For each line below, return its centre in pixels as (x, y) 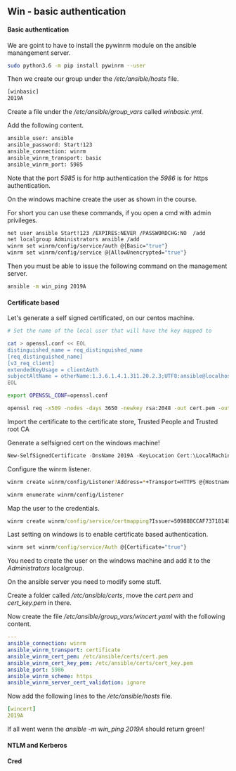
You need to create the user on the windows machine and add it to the (109, 561)
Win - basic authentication (67, 12)
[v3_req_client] (31, 363)
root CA (18, 429)
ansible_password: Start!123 (50, 145)
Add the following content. (46, 125)
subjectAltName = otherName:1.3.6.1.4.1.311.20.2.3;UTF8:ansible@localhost (120, 376)
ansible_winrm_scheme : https (50, 676)
